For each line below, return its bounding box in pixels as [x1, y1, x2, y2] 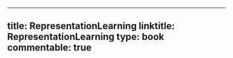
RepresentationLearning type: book [7, 31, 164, 43]
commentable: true [7, 42, 92, 54]
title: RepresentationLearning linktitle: [7, 20, 175, 32]
